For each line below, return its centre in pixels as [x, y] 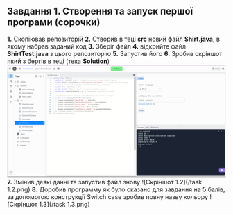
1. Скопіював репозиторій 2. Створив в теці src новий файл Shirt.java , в [114, 39]
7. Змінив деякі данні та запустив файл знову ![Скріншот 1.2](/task [105, 182]
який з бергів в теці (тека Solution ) [58, 61]
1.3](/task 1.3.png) [64, 204]
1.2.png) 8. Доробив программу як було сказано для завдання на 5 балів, [116, 189]
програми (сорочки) [54, 23]
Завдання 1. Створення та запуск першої [100, 11]
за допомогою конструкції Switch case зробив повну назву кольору [108, 196]
